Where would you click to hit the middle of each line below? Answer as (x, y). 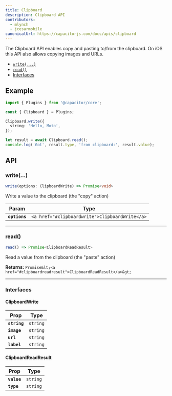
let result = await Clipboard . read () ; (47, 140)
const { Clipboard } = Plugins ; (40, 112)
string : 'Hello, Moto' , (35, 126)
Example (19, 91)
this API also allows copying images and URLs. (55, 54)
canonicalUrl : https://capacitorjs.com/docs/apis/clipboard (71, 34)
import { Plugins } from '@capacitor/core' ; (53, 103)
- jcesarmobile (26, 29)
